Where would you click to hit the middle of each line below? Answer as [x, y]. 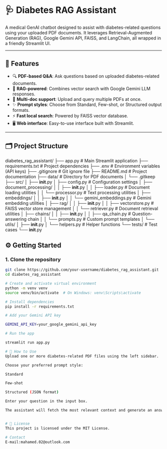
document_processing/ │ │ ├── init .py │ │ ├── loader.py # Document [78, 187]
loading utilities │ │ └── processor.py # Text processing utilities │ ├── [78, 192]
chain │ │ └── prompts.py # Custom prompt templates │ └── [91, 219]
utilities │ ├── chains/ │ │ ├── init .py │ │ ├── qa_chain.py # [68, 214]
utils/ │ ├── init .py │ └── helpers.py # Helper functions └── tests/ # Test [81, 224]
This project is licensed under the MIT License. [58, 428]
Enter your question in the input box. [46, 401]
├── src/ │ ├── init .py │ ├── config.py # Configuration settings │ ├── [79, 182]
